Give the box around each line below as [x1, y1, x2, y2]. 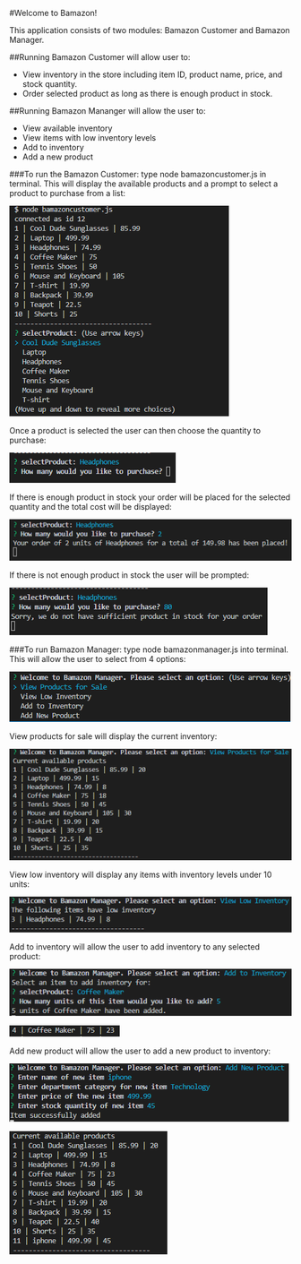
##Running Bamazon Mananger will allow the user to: [9, 106, 206, 116]
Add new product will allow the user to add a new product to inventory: [9, 1045, 271, 1056]
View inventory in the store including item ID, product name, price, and [21, 69, 283, 80]
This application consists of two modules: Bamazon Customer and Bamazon [9, 25, 290, 35]
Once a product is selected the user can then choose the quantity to [9, 426, 262, 435]
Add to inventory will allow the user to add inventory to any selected [9, 942, 261, 952]
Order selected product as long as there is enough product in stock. [21, 89, 273, 99]
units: [9, 878, 30, 890]
